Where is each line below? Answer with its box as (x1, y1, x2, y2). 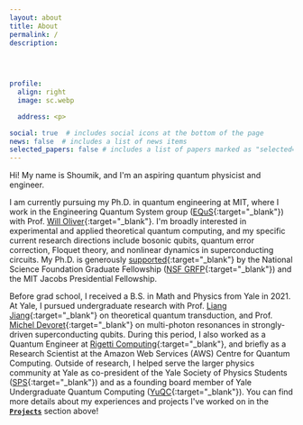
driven (9, 330, 33, 340)
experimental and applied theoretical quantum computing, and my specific (9, 226, 286, 237)
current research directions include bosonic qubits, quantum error (9, 235, 255, 246)
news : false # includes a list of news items (9, 137, 188, 146)
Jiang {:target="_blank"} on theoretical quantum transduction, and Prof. (9, 310, 273, 321)
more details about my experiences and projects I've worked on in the (9, 396, 269, 407)
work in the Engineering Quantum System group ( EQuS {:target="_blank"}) (9, 206, 284, 217)
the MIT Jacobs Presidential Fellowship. (9, 274, 158, 285)
